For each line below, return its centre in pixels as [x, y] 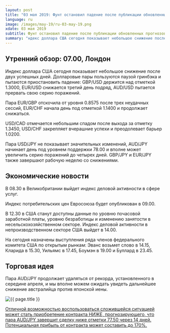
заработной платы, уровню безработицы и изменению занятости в [78, 219]
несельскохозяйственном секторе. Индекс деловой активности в [76, 224]
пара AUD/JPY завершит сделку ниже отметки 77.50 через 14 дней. [78, 320]
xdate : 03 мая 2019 [26, 29]
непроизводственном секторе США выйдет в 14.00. [61, 230]
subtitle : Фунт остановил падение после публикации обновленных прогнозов [86, 34]
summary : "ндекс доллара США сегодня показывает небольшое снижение [79, 39]
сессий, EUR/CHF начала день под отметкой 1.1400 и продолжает [76, 108]
